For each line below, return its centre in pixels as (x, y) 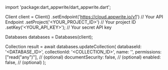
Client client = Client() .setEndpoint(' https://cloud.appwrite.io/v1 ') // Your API (84, 17)
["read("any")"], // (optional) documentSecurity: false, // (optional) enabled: (83, 57)
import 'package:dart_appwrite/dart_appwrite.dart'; (58, 7)
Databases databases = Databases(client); (49, 37)
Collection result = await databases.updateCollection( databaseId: (73, 46)
